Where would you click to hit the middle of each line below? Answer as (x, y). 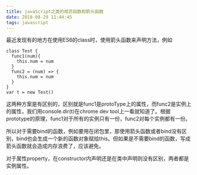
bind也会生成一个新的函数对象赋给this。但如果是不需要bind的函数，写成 (103, 138)
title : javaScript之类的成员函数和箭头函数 (55, 11)
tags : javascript (27, 22)
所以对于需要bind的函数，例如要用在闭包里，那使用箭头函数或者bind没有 (94, 131)
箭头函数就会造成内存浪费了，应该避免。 (55, 146)
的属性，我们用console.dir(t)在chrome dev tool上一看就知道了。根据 (89, 111)
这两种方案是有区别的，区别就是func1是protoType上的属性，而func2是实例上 (99, 104)
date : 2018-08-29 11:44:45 (39, 17)
